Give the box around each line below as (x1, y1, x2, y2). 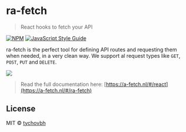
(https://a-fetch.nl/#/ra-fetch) (20, 86, 92, 94)
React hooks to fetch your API (20, 23, 93, 30)
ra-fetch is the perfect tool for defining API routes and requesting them (6, 46, 177, 53)
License (6, 104, 36, 114)
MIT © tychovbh (6, 119, 46, 126)
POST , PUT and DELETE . (6, 58, 57, 65)
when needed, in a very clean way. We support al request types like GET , (6, 52, 181, 59)
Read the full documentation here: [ (20, 81, 107, 88)
